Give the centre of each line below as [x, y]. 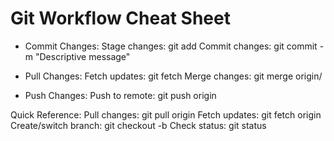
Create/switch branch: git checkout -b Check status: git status [138, 125]
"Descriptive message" [82, 56]
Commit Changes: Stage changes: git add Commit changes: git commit [171, 46]
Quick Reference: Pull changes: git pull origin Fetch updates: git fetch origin [166, 114]
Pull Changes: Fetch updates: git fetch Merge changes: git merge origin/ [173, 76]
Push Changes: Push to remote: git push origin [120, 95]
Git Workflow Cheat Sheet [120, 18]
